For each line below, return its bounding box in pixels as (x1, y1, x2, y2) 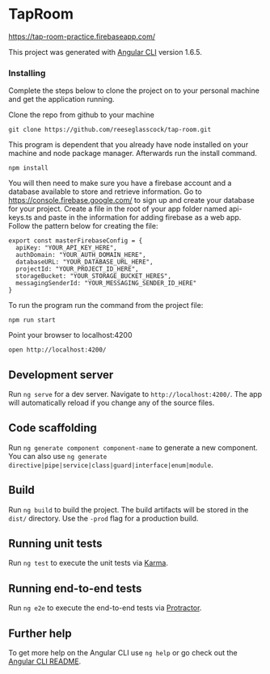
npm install (8, 164, 49, 172)
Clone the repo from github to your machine (8, 110, 155, 120)
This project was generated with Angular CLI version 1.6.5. (8, 47, 202, 57)
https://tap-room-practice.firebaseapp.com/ (8, 32, 156, 41)
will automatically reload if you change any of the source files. (8, 398, 215, 408)
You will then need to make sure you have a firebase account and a (8, 179, 232, 188)
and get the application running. (8, 95, 115, 104)
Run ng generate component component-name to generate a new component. (8, 442, 259, 453)
